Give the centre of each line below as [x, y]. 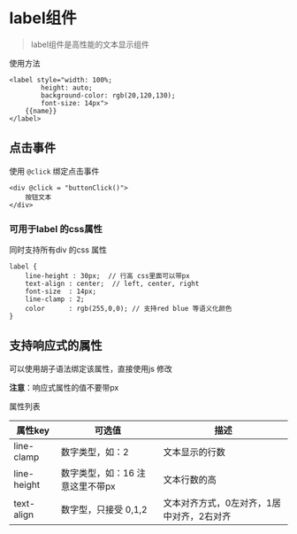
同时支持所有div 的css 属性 [58, 250]
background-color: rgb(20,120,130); [108, 95]
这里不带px [92, 486]
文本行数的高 [190, 479]
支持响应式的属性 [56, 346]
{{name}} [41, 111]
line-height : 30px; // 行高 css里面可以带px [107, 276]
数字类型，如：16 [98, 473]
